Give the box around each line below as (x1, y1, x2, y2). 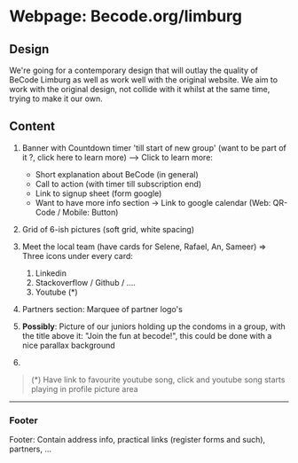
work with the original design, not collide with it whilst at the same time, (9, 84, 271, 94)
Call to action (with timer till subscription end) (35, 178, 202, 189)
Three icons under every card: (21, 250, 133, 261)
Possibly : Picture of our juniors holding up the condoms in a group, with (21, 321, 286, 332)
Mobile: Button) (61, 207, 119, 217)
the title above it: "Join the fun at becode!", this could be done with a (21, 330, 272, 341)
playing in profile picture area (30, 383, 139, 394)
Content (9, 119, 56, 134)
